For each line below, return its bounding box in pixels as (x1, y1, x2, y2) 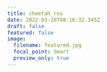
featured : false (7, 29, 54, 36)
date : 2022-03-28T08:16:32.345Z (7, 16, 100, 23)
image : (7, 36, 26, 43)
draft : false (7, 23, 45, 29)
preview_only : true (13, 55, 70, 62)
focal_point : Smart (13, 49, 70, 56)
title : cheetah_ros (7, 10, 64, 17)
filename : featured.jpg (13, 42, 81, 49)
